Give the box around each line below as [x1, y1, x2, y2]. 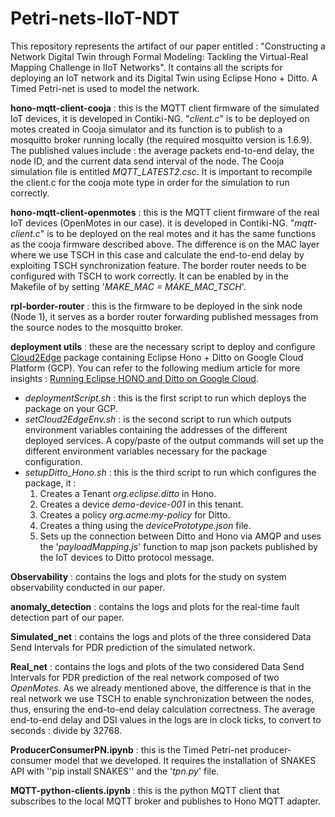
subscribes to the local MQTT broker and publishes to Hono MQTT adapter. [10, 795, 322, 807]
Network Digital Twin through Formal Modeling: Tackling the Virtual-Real [10, 50, 309, 62]
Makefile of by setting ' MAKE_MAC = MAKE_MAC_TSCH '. [10, 280, 247, 292]
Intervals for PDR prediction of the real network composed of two [10, 671, 280, 683]
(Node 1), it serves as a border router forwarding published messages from [10, 310, 319, 322]
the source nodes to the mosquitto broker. [10, 321, 184, 333]
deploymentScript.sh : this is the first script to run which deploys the [24, 392, 307, 404]
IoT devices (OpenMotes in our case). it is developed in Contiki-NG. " [10, 217, 295, 229]
